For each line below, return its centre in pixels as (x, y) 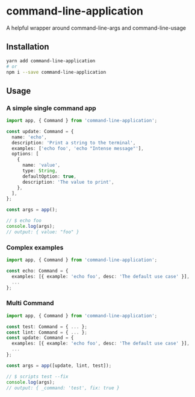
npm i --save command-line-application (56, 72)
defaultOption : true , (49, 176)
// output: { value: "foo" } (43, 232)
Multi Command (30, 303)
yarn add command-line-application (51, 61)
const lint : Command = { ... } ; (47, 332)
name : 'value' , (41, 165)
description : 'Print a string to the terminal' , (74, 143)
